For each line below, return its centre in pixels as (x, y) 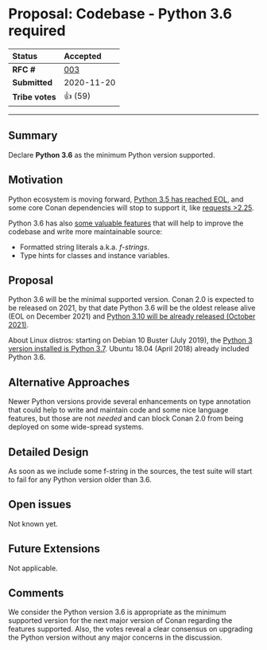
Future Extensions (54, 549)
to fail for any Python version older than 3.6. (80, 480)
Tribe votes (34, 97)
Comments (36, 593)
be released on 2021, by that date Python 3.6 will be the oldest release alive (132, 308)
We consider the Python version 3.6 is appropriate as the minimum (117, 612)
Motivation (36, 180)
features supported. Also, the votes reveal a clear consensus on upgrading (130, 629)
